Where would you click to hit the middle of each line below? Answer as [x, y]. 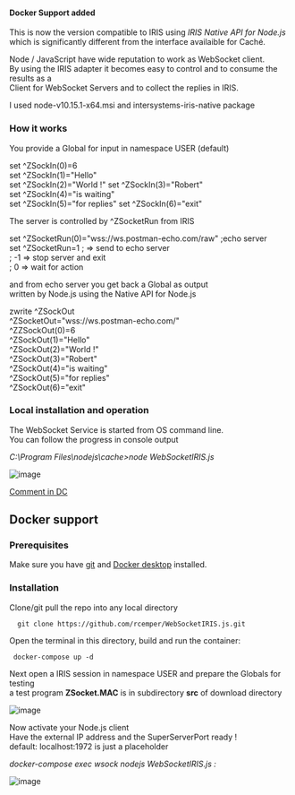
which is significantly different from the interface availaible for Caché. [138, 42]
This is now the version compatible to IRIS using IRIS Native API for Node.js [147, 32]
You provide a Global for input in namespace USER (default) [119, 148]
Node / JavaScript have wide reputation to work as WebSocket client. [137, 59]
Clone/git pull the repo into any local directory [94, 607]
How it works [38, 128]
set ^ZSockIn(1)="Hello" [53, 175]
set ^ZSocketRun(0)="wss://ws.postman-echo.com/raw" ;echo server [139, 238]
